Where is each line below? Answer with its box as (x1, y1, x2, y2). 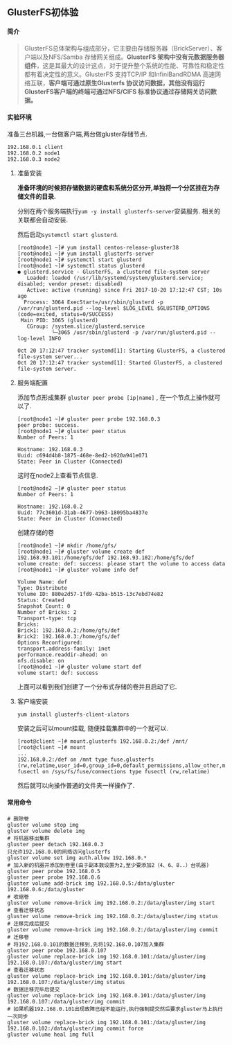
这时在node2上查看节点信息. (17, 471, 98, 480)
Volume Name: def (17, 578, 68, 586)
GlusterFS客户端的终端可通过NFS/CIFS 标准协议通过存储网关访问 (24, 87, 211, 96)
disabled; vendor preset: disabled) (17, 280, 123, 288)
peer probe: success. (17, 421, 80, 428)
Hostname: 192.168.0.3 (17, 446, 83, 453)
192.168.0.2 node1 (7, 150, 60, 157)
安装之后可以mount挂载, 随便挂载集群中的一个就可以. (17, 723, 168, 732)
